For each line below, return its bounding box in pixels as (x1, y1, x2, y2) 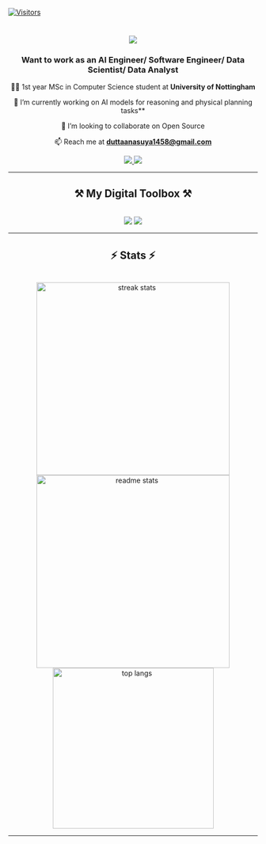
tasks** (120, 106, 146, 115)
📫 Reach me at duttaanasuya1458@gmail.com (54, 137, 212, 146)
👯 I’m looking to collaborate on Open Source (60, 121, 206, 131)
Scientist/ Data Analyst (87, 64, 179, 75)
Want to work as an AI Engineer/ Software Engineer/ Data (21, 55, 245, 66)
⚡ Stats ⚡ (110, 248, 156, 262)
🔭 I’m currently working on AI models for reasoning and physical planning (13, 97, 253, 107)
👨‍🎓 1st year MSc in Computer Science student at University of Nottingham (10, 82, 256, 92)
